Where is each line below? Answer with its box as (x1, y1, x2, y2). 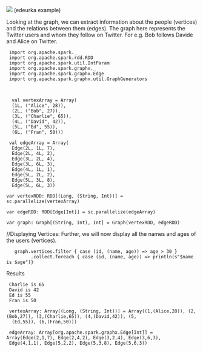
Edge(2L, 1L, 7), (12, 145, 56, 151)
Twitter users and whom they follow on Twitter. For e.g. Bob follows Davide (6, 31, 193, 38)
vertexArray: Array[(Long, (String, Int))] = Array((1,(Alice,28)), (8, 308, 186, 314)
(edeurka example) (13, 7, 61, 13)
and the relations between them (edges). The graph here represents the (6, 25, 186, 32)
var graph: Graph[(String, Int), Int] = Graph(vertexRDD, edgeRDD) (6, 219, 181, 226)
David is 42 (8, 287, 39, 293)
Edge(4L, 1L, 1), (12, 167, 56, 173)
